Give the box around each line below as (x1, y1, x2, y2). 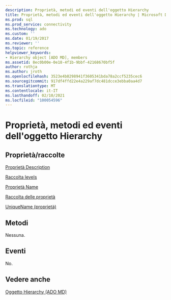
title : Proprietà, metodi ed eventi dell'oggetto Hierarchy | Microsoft (5, 12, 163, 17)
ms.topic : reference (5, 45, 49, 51)
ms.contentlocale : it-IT (5, 88, 58, 93)
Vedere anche (5, 275, 51, 284)
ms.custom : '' (5, 31, 36, 36)
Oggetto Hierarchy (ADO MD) (5, 289, 67, 295)
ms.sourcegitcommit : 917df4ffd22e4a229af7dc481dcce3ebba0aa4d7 (5, 79, 142, 84)
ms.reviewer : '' (5, 41, 40, 46)
